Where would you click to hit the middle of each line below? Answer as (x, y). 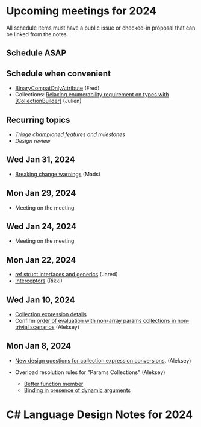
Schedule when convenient (59, 73)
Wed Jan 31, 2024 (41, 160)
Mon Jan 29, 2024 (41, 193)
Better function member (54, 384)
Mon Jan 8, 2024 (39, 346)
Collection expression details (51, 314)
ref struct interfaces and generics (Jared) (66, 275)
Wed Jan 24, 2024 (42, 226)
